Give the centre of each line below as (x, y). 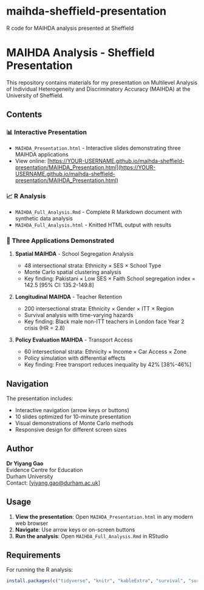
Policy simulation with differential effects (75, 358)
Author (20, 449)
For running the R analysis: (40, 570)
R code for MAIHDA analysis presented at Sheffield (70, 28)
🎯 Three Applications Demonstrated (60, 241)
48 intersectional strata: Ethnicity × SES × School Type (93, 265)
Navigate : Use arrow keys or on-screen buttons (75, 529)
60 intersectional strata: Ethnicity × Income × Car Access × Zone (105, 352)
